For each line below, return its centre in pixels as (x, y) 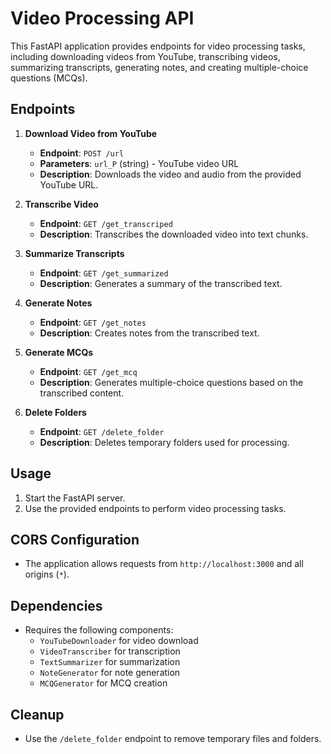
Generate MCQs (59, 352)
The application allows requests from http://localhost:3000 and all (164, 564)
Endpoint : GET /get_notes (93, 322)
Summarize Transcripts (74, 253)
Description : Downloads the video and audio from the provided (170, 174)
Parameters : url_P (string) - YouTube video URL (139, 163)
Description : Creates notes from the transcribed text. (149, 333)
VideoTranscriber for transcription (110, 651)
